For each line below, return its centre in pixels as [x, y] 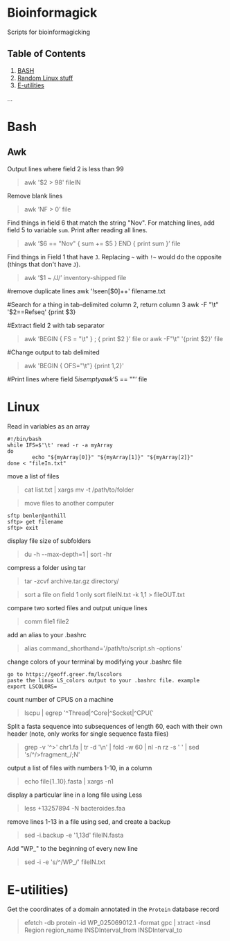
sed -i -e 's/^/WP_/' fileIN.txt [65, 862]
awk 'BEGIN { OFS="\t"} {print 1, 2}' [74, 365]
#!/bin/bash [24, 439]
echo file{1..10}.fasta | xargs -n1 [69, 781]
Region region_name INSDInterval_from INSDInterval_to [103, 930]
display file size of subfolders [49, 541]
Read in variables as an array [48, 426]
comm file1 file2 [46, 621]
